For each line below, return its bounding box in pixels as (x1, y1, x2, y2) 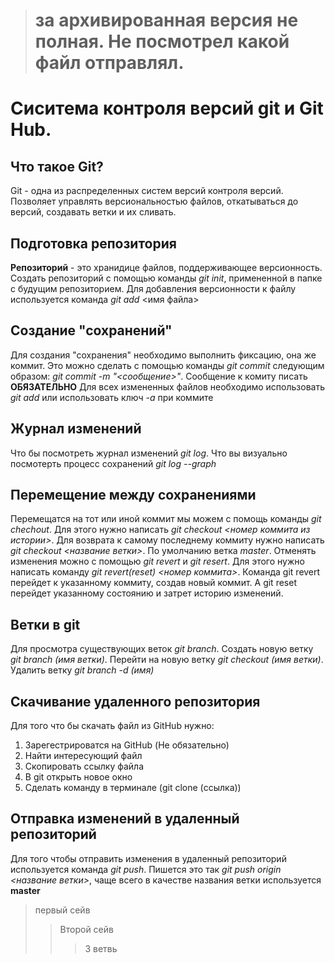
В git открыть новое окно (24, 771, 133, 783)
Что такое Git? (10, 158, 104, 175)
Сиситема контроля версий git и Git (10, 97, 324, 120)
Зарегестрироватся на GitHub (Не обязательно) (24, 739, 230, 751)
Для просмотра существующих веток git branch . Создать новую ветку (10, 643, 314, 655)
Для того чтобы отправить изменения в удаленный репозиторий (10, 852, 287, 864)
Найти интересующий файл (24, 750, 143, 762)
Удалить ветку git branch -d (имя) (10, 664, 155, 676)
